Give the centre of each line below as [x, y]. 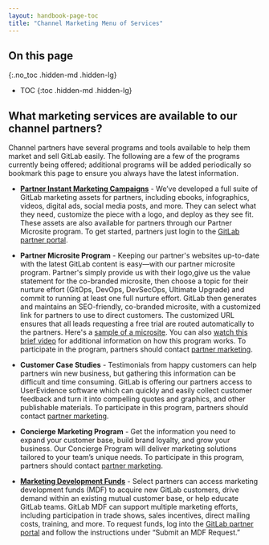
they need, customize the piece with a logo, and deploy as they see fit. [137, 214]
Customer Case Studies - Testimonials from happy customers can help [138, 365]
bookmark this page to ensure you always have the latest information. [124, 173]
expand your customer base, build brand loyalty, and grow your [125, 440]
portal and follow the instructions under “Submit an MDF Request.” [130, 533]
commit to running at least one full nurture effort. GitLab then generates [138, 299]
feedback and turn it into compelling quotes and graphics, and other [133, 399]
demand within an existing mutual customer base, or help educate [129, 498]
